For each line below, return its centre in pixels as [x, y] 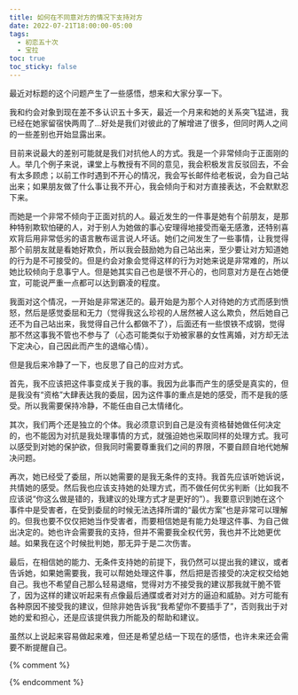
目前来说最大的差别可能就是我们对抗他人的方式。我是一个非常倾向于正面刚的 [149, 152]
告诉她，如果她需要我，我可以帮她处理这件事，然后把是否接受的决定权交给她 [149, 573]
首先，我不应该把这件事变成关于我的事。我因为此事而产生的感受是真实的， [145, 383]
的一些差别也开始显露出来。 [60, 134]
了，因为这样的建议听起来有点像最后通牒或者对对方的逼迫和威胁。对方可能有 [149, 595]
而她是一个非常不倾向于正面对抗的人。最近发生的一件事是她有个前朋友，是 [145, 216]
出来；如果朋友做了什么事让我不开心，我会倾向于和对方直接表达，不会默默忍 [149, 186]
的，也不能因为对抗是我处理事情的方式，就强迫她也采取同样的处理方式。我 [145, 435]
